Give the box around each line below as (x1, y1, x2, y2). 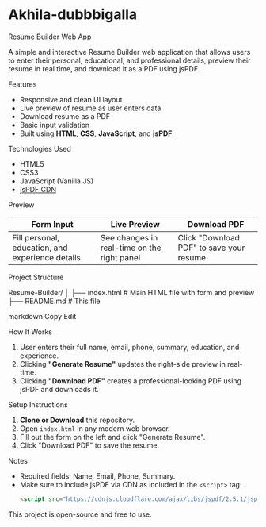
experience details (12, 252, 82, 263)
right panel (100, 252, 141, 263)
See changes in (100, 232, 158, 243)
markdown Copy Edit (8, 311, 77, 321)
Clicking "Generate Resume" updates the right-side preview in (19, 359, 226, 368)
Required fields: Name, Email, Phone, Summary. (19, 471, 176, 481)
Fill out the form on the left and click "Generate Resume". (19, 432, 206, 441)
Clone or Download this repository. (19, 415, 135, 425)
